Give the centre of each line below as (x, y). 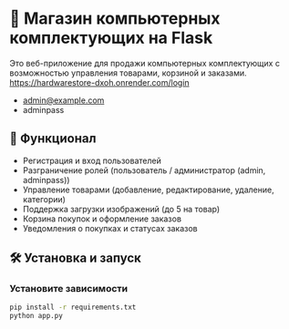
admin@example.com (63, 100)
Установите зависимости (69, 289)
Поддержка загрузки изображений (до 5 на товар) (121, 209)
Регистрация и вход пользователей (92, 160)
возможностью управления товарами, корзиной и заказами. (129, 73)
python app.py (36, 316)
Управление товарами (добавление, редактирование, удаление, (149, 190)
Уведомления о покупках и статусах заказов (110, 228)
